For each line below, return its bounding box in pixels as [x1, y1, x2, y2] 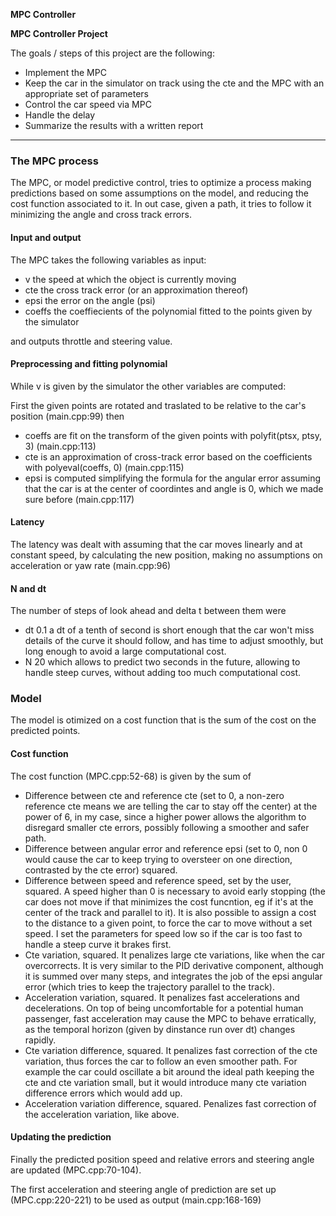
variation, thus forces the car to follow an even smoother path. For [24, 1055, 298, 1067]
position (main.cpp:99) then [10, 410, 125, 422]
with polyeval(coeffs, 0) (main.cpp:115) [24, 461, 185, 473]
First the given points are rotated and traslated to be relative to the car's [10, 399, 307, 411]
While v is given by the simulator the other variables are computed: [10, 380, 287, 392]
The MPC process [10, 154, 99, 168]
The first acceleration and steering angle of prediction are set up [10, 1183, 277, 1195]
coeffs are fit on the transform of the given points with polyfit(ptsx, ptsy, [24, 429, 322, 441]
